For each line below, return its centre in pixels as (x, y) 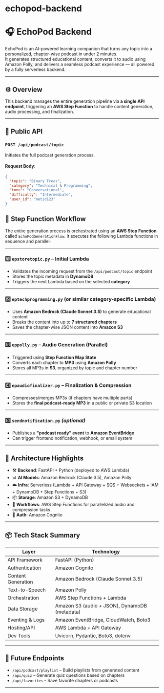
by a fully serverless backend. (35, 69)
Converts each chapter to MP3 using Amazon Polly (64, 362)
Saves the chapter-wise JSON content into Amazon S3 (67, 327)
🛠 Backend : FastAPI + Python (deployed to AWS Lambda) (71, 470)
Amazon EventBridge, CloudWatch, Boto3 (103, 620)
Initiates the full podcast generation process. (50, 155)
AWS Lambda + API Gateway (88, 627)
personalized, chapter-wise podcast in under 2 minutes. (61, 54)
